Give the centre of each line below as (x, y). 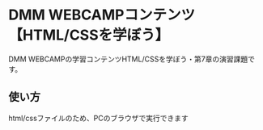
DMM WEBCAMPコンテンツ (102, 15)
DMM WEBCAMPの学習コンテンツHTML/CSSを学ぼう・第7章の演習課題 (128, 59)
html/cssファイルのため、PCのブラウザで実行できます (98, 118)
